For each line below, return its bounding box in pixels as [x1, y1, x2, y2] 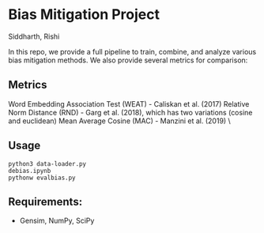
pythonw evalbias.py [8, 174, 77, 182]
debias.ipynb [8, 167, 51, 175]
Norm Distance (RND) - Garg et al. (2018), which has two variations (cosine [8, 107, 253, 117]
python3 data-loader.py [8, 160, 87, 167]
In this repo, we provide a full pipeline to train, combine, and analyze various [8, 47, 257, 56]
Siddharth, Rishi [8, 32, 60, 41]
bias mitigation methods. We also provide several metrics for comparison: [8, 55, 248, 65]
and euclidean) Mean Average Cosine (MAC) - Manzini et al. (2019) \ [8, 116, 231, 126]
